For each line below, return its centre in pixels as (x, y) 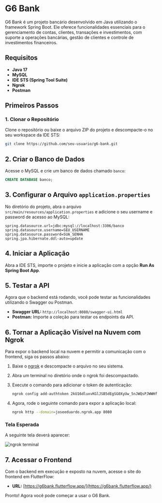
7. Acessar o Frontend (38, 460)
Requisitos (21, 58)
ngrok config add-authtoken (40, 394)
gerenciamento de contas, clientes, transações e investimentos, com (74, 32)
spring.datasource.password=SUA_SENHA (44, 234)
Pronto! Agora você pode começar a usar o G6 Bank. (58, 496)
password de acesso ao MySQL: (37, 217)
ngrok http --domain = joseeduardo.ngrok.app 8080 (62, 412)
